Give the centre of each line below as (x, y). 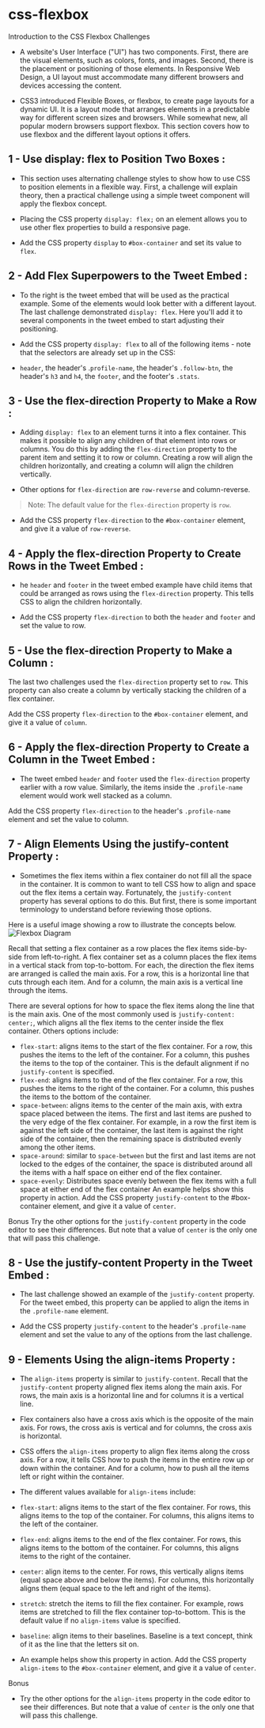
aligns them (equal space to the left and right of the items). (115, 1589)
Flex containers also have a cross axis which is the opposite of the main (136, 1419)
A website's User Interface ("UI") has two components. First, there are (134, 51)
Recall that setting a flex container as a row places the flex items (113, 948)
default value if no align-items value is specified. (100, 1620)
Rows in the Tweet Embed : (76, 566)
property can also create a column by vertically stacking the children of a (127, 690)
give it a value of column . (48, 722)
